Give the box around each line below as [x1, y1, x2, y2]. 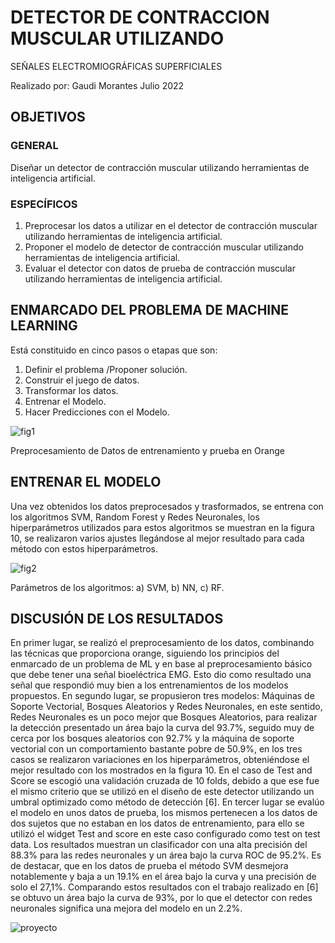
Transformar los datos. [24, 384, 119, 396]
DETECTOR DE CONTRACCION [10, 6, 270, 29]
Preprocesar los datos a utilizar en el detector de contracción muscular [24, 219, 318, 231]
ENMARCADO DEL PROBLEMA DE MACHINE [10, 302, 289, 319]
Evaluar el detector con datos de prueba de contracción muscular [24, 262, 296, 274]
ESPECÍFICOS [10, 197, 78, 211]
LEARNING [10, 317, 78, 335]
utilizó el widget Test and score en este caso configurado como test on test [10, 828, 321, 840]
